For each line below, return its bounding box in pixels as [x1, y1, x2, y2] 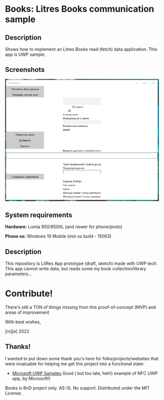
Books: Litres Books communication [5, 3, 155, 15]
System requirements [5, 211, 72, 219]
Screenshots [5, 66, 45, 74]
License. [5, 390, 22, 396]
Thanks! [5, 343, 31, 351]
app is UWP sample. [5, 51, 46, 57]
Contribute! [5, 288, 53, 299]
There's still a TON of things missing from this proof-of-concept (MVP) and [5, 304, 156, 310]
